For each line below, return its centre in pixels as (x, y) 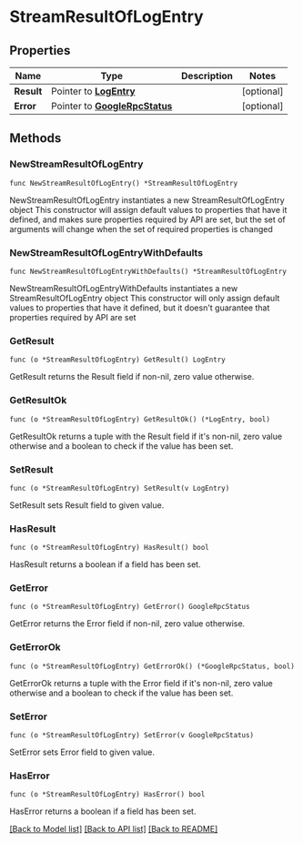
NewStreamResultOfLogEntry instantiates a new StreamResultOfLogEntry (147, 200)
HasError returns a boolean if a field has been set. (103, 811)
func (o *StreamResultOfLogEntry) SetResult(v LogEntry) (120, 488)
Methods (35, 138)
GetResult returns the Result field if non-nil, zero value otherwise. (132, 377)
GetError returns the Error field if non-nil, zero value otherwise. (127, 624)
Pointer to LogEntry (93, 91)
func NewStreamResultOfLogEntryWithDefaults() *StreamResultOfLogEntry (148, 271)
